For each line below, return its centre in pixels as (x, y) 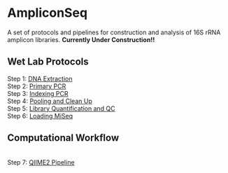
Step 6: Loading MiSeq (40, 116)
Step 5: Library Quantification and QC (61, 108)
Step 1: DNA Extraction (40, 78)
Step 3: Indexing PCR (38, 93)
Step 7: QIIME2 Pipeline (41, 162)
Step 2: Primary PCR (37, 86)
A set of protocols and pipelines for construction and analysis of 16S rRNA (114, 32)
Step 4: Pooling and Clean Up (50, 101)
